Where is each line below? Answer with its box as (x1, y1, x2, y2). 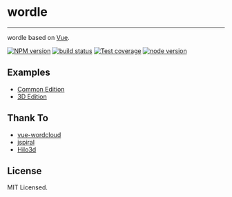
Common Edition (17, 85, 65, 93)
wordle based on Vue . (7, 33, 70, 41)
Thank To (7, 112, 48, 124)
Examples (7, 67, 50, 79)
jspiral (17, 138, 35, 146)
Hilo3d (17, 145, 37, 154)
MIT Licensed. (7, 183, 48, 191)
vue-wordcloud (17, 130, 61, 138)
